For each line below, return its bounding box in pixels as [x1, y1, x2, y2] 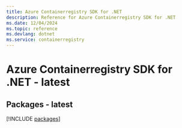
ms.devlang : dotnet [6, 31, 55, 37]
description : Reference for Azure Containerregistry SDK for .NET [6, 14, 176, 20]
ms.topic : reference [6, 25, 58, 32]
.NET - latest [6, 76, 70, 89]
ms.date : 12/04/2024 [6, 20, 58, 26]
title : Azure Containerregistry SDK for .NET [6, 8, 122, 15]
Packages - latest [6, 99, 73, 109]
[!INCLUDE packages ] [6, 115, 61, 122]
